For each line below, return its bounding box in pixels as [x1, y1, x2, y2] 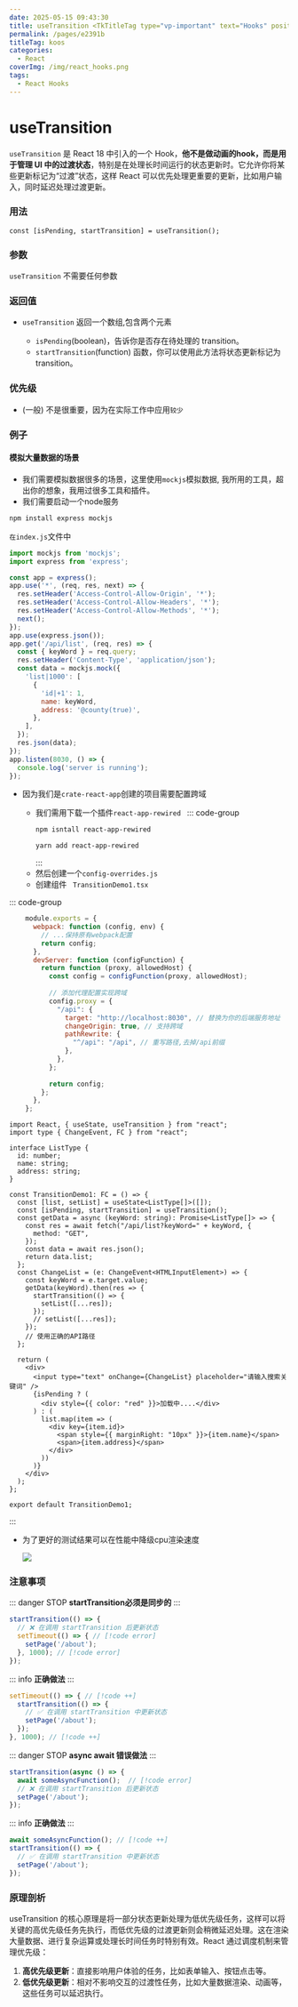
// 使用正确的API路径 [25, 1332, 96, 1341]
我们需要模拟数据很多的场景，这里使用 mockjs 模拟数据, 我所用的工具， [21, 473, 277, 485]
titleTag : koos [9, 37, 66, 47]
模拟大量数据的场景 [9, 453, 80, 463]
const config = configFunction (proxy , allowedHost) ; [48, 972, 248, 981]
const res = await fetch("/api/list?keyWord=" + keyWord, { [25, 1222, 252, 1231]
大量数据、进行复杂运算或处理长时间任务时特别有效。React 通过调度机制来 [9, 1935, 281, 1946]
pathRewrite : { [65, 1030, 122, 1039]
